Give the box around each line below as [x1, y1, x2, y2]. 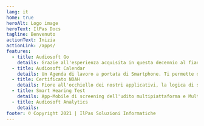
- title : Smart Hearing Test [12, 88, 86, 94]
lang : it [6, 8, 29, 15]
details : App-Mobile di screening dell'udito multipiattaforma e [17, 93, 186, 99]
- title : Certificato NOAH [12, 76, 80, 82]
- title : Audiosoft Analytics [12, 99, 88, 105]
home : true [6, 15, 34, 21]
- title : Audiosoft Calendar [12, 65, 86, 71]
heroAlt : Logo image [6, 20, 59, 26]
